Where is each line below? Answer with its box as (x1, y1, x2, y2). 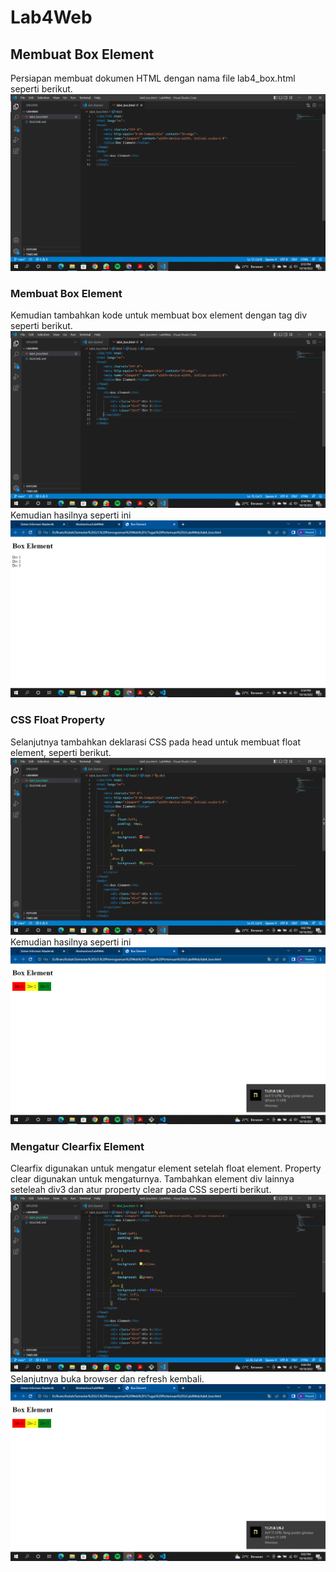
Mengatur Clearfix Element (10, 1139, 145, 1153)
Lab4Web (10, 6, 93, 29)
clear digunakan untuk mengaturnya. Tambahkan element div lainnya (10, 1172, 295, 1185)
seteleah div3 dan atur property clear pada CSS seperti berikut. (10, 1183, 272, 1195)
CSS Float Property (10, 713, 106, 727)
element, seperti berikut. (10, 746, 112, 758)
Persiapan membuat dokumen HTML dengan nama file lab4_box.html (10, 72, 296, 84)
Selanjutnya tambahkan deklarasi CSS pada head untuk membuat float (10, 736, 301, 748)
